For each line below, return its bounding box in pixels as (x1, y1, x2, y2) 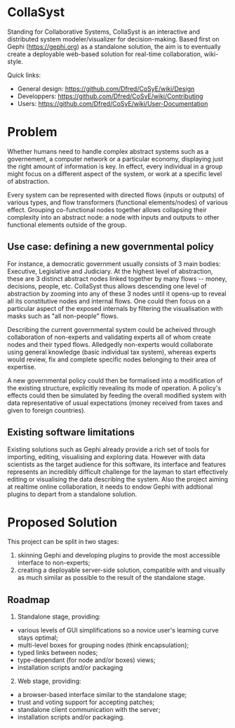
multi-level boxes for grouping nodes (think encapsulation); (17, 641, 189, 649)
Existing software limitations (7, 426, 135, 439)
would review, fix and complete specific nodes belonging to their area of (7, 355, 216, 364)
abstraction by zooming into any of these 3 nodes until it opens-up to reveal (7, 289, 227, 298)
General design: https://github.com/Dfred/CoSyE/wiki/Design (17, 84, 195, 93)
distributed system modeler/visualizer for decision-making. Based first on (7, 34, 220, 43)
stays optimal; (17, 633, 58, 642)
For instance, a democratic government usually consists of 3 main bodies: (7, 259, 221, 267)
